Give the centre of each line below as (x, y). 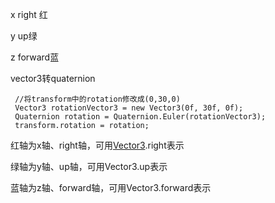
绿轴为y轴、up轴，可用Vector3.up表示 (89, 166)
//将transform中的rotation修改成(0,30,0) (97, 99)
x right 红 (29, 14)
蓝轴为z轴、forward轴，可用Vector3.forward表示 (111, 187)
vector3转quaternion (53, 78)
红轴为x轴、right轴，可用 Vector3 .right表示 (97, 145)
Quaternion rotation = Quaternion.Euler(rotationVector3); (140, 117)
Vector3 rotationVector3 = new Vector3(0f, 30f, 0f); (129, 108)
